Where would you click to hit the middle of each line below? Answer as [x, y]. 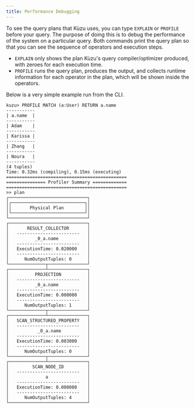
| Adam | [20, 126]
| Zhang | [20, 146]
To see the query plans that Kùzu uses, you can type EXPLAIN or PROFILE [93, 28]
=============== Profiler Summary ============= [66, 182]
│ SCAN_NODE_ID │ [48, 367]
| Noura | [20, 156]
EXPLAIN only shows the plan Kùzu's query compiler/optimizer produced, [102, 58]
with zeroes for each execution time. [59, 64]
